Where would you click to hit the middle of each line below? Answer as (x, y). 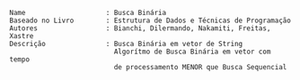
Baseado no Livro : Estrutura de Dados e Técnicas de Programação (150, 20)
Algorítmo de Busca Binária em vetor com (192, 52)
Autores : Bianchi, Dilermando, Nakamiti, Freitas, (140, 28)
